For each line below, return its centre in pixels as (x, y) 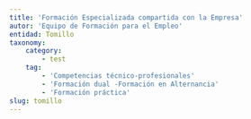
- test (54, 59)
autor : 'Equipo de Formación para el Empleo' (96, 26)
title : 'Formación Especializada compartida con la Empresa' (126, 17)
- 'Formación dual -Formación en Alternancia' (130, 84)
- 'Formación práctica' (86, 92)
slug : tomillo (36, 101)
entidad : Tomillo (42, 34)
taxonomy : (28, 42)
